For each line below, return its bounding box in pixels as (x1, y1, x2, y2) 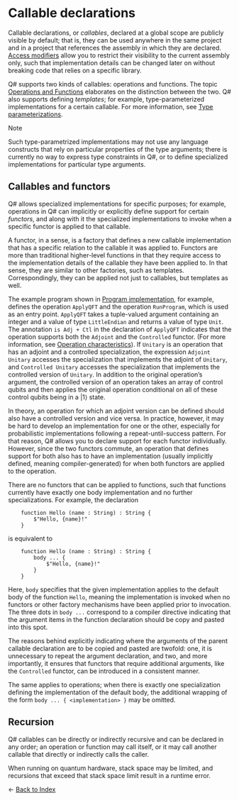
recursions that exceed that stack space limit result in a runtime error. (8, 771, 211, 779)
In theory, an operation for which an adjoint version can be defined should (8, 406, 225, 415)
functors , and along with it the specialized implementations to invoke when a (8, 214, 232, 223)
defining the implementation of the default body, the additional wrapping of (8, 688, 228, 696)
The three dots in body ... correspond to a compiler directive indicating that (8, 608, 231, 616)
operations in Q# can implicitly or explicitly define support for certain (8, 207, 209, 216)
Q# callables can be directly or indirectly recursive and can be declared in (8, 735, 224, 743)
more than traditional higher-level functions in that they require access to (8, 250, 221, 260)
